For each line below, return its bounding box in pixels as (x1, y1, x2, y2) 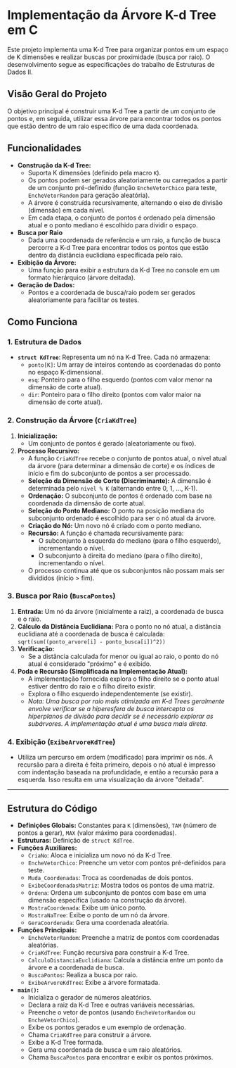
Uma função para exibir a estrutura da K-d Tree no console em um (27, 265, 220, 274)
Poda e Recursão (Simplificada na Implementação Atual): (17, 667, 188, 675)
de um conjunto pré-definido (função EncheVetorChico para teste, (27, 183, 217, 191)
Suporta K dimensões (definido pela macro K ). (27, 168, 162, 177)
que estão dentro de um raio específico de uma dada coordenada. (7, 122, 199, 130)
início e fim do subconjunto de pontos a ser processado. (27, 469, 192, 477)
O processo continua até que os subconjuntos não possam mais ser (27, 566, 225, 574)
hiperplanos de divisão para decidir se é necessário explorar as (27, 712, 214, 720)
